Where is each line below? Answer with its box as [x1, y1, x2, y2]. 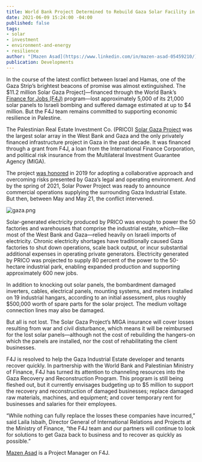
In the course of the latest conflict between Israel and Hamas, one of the [6, 76, 186, 83]
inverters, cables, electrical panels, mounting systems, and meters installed [6, 287, 193, 295]
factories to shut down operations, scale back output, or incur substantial [6, 244, 188, 251]
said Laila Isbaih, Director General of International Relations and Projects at [6, 418, 191, 425]
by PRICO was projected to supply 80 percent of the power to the [6, 256, 168, 263]
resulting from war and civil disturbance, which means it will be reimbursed [6, 324, 192, 331]
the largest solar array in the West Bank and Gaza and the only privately [6, 132, 184, 139]
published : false [6, 20, 50, 26]
